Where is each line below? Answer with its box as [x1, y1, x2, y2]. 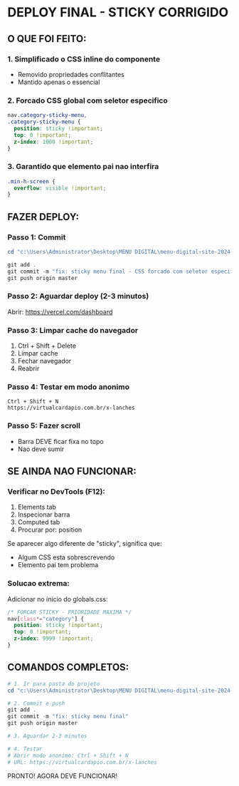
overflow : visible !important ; [14, 185, 107, 192]
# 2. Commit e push [7, 700, 65, 707]
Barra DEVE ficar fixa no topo [17, 437, 105, 445]
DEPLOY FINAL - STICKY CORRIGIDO [7, 4, 229, 21]
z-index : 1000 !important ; [14, 138, 94, 145]
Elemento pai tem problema [17, 561, 99, 569]
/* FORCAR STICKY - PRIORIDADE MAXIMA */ [7, 609, 132, 616]
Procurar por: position [17, 525, 83, 534]
